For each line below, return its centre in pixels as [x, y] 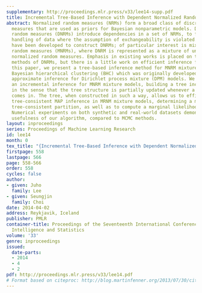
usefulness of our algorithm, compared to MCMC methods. [84, 118]
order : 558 [20, 168]
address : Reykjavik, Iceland [43, 213]
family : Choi [28, 202]
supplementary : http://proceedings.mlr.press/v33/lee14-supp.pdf [90, 12]
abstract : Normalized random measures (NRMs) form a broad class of [94, 23]
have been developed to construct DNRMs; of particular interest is [99, 46]
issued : [16, 247]
